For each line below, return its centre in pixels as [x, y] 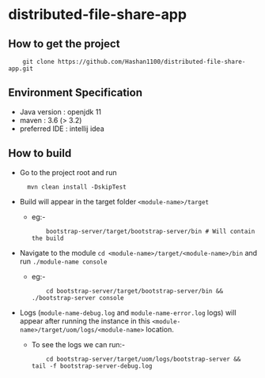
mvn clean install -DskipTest [77, 187]
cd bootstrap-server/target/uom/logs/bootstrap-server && [144, 359]
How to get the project [64, 44]
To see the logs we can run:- [78, 344]
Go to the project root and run [68, 172]
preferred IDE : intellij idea [62, 129]
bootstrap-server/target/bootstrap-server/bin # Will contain [151, 231]
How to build [40, 153]
